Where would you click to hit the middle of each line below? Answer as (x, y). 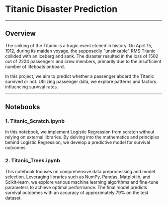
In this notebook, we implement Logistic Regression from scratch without (80, 132)
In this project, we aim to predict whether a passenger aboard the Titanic (80, 76)
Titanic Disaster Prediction (61, 9)
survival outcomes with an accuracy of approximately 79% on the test (77, 193)
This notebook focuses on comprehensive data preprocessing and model (80, 171)
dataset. (14, 198)
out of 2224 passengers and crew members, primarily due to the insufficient (83, 61)
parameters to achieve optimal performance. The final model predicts (76, 187)
